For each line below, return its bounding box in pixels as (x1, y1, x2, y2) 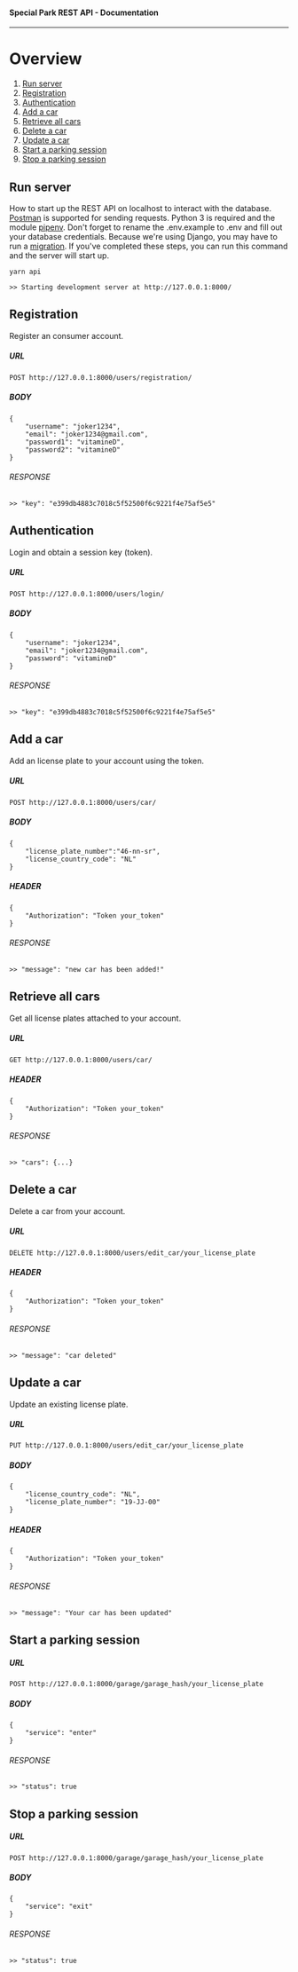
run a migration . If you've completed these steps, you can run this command (9, 241, 288, 251)
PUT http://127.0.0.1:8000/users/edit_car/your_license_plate (9, 1441, 244, 1450)
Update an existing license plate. (9, 1399, 129, 1409)
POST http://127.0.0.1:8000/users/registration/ (9, 373, 192, 382)
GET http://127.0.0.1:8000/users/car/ (9, 1055, 153, 1064)
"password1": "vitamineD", (25, 438, 125, 446)
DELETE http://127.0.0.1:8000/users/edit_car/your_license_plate (9, 1248, 255, 1258)
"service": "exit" (25, 1902, 93, 1912)
